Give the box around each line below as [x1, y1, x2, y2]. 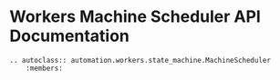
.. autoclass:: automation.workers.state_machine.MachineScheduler [9, 55, 272, 65]
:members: [26, 64, 64, 73]
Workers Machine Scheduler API [9, 6, 262, 27]
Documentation [9, 25, 130, 46]
